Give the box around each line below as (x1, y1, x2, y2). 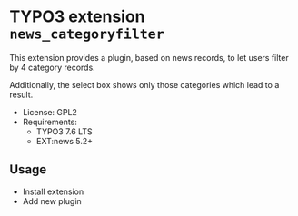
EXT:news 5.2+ (35, 135, 94, 146)
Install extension (22, 186, 84, 197)
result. (9, 89, 34, 100)
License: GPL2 (22, 106, 77, 117)
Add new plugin (22, 195, 82, 206)
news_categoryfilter (9, 25, 165, 43)
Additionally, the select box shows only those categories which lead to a (9, 79, 280, 90)
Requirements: (22, 116, 77, 127)
